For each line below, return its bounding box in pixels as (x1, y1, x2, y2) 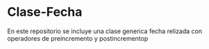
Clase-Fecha (7, 4, 83, 20)
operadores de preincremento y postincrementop (7, 34, 149, 42)
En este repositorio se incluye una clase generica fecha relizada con (7, 27, 203, 35)
